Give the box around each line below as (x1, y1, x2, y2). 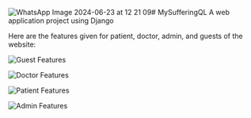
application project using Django (8, 16, 114, 25)
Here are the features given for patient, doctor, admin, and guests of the (8, 32, 243, 40)
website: (8, 40, 36, 49)
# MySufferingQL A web (151, 8, 230, 17)
